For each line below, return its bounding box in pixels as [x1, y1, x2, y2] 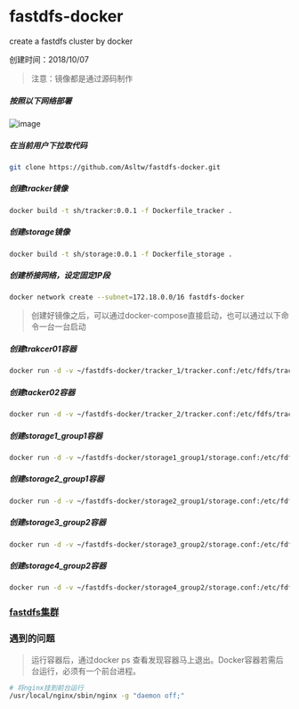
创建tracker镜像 [9, 183, 69, 194]
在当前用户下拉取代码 [9, 140, 87, 151]
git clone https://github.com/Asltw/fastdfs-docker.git [9, 162, 221, 171]
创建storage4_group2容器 [9, 560, 107, 572]
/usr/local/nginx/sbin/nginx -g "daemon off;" [9, 691, 185, 701]
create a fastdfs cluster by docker [9, 36, 133, 46]
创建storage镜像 [9, 227, 70, 237]
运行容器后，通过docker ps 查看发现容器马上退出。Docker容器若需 [30, 654, 276, 665]
